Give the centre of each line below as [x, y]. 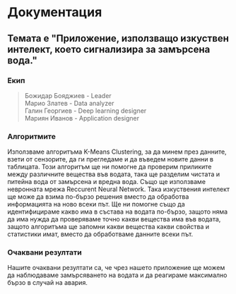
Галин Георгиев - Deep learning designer [85, 111]
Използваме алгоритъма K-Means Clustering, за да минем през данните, [117, 152]
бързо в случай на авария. [48, 283]
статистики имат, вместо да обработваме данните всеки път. [100, 234]
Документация [55, 12]
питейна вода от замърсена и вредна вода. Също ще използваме [107, 182]
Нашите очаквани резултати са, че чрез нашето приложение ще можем [116, 268]
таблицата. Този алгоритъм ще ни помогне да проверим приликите [110, 167]
